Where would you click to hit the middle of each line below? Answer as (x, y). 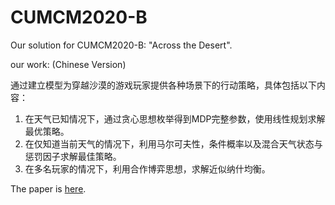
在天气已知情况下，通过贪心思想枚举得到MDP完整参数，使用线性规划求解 (175, 118)
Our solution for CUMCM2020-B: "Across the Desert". (121, 45)
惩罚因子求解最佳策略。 (73, 156)
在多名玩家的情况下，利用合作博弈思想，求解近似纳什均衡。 (147, 168)
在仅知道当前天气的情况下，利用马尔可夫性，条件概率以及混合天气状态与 (173, 143)
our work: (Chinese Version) (68, 64)
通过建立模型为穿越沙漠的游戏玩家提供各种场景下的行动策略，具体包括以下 (163, 85)
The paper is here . (48, 188)
